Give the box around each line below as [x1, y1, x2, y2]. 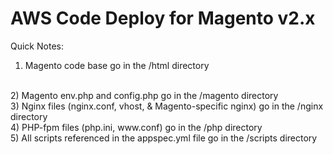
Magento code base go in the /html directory [24, 59, 210, 71]
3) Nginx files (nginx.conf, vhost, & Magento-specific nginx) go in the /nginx [10, 100, 324, 112]
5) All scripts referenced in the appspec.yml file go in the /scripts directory [10, 132, 318, 144]
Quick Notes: [10, 40, 64, 52]
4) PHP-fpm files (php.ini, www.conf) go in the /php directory [10, 121, 263, 133]
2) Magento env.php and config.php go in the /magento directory [10, 89, 279, 101]
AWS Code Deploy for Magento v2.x [10, 7, 316, 30]
